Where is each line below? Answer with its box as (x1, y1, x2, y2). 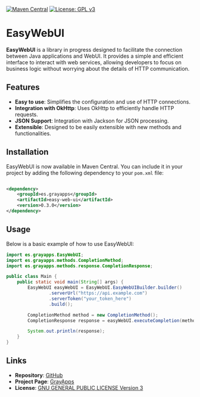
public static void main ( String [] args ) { (17, 279, 124, 285)
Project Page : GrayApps (14, 378, 74, 385)
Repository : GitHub (14, 371, 63, 379)
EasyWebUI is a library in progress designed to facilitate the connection (6, 46, 183, 53)
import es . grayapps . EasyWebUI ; (6, 252, 84, 258)
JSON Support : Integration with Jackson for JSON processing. (14, 117, 169, 124)
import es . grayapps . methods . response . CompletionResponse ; (6, 262, 153, 269)
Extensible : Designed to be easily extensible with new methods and (14, 123, 182, 130)
